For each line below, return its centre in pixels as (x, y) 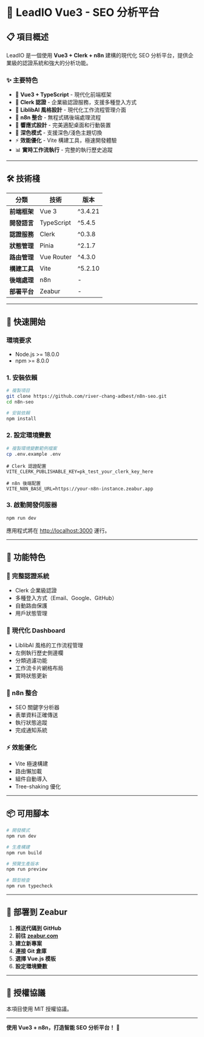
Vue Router (56, 257)
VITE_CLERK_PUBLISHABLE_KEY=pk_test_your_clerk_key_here (80, 472)
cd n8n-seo (20, 402)
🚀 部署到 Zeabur (37, 912)
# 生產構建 (18, 847)
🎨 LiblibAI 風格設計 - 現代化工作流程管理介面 (70, 110)
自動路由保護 (31, 606)
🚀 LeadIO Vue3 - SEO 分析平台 (83, 12)
